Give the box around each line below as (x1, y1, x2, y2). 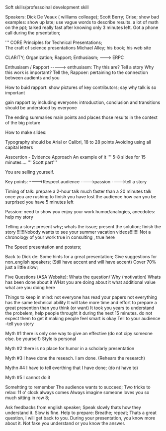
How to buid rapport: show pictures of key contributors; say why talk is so (5, 84, 157, 90)
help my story (5, 214, 33, 220)
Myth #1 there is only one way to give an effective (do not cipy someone (5, 331, 153, 336)
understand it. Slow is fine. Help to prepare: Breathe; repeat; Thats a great (5, 410, 157, 416)
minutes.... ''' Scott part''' (5, 159, 57, 165)
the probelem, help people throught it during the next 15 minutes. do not (5, 310, 153, 316)
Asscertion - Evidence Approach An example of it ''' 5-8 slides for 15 (5, 154, 146, 160)
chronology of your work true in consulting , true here (5, 234, 115, 240)
